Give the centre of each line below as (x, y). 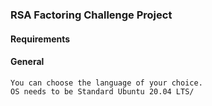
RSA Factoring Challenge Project (91, 15)
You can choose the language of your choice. (106, 83)
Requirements (40, 39)
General (27, 62)
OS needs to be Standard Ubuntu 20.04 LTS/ (102, 91)
